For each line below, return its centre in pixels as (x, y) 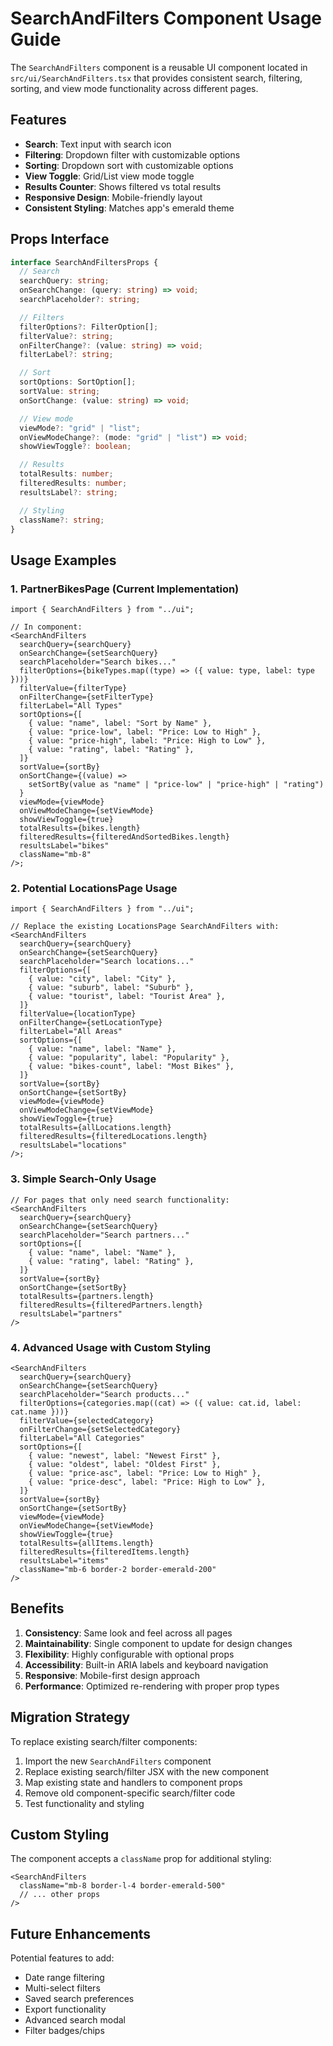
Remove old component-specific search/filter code (130, 1793)
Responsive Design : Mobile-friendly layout (113, 197)
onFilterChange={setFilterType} (87, 697)
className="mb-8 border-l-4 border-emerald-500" (122, 1886)
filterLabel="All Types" (71, 706)
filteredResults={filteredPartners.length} (111, 1305)
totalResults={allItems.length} (87, 1543)
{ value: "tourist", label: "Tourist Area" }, (127, 997)
